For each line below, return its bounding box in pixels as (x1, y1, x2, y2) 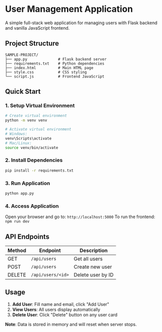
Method (7, 247, 27, 254)
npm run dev (5, 219, 30, 224)
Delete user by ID (73, 271, 114, 278)
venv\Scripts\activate (5, 136, 52, 141)
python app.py (5, 191, 34, 196)
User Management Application (5, 3, 133, 15)
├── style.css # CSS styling (5, 70, 87, 74)
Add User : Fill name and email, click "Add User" (12, 301, 109, 307)
